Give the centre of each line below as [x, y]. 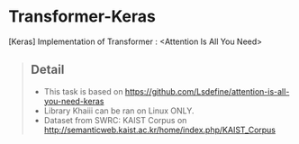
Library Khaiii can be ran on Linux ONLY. [119, 111]
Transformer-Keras [82, 17]
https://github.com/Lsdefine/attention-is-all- [207, 91]
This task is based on [83, 91]
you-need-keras [74, 101]
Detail [47, 70]
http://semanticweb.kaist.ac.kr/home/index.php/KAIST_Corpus [160, 130]
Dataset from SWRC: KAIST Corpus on [115, 120]
